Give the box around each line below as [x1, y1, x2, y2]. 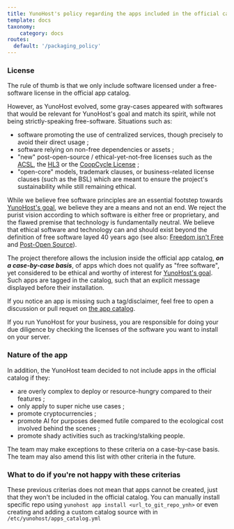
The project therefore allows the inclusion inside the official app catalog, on [7, 254, 224, 262]
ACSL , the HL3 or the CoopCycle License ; [17, 160, 139, 169]
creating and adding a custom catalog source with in [7, 507, 158, 516]
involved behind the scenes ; [17, 424, 100, 432]
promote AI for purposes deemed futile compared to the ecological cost [17, 416, 224, 425]
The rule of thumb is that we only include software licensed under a [7, 82, 201, 90]
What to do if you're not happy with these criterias [7, 470, 181, 480]
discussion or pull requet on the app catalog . [7, 305, 136, 313]
